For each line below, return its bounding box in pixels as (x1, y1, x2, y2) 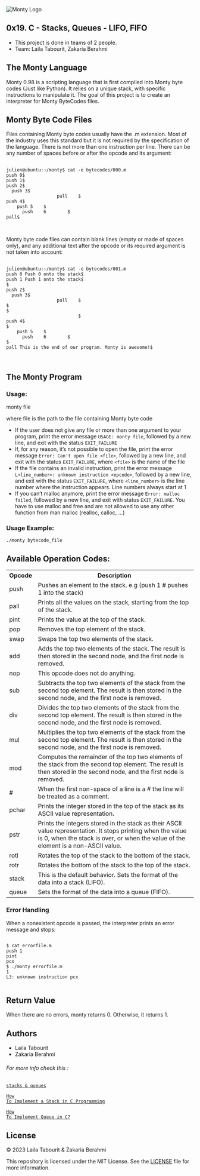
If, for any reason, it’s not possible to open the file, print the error (14, 446, 174, 453)
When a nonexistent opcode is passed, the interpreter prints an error (6, 919, 174, 926)
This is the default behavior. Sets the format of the (37, 871, 179, 879)
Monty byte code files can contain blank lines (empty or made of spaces (6, 236, 184, 243)
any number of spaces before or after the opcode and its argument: (6, 149, 172, 157)
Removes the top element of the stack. (37, 625, 146, 634)
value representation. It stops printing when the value (37, 827, 187, 835)
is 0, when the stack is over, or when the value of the (37, 834, 186, 843)
